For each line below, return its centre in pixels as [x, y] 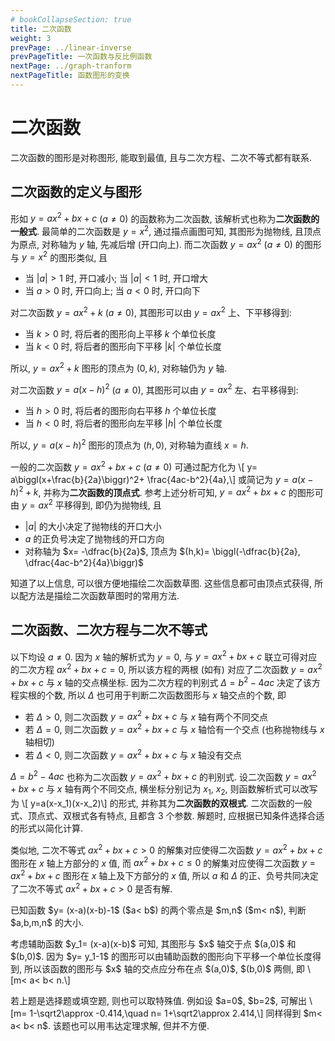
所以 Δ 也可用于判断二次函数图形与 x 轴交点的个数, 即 [177, 695]
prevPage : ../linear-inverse [71, 47]
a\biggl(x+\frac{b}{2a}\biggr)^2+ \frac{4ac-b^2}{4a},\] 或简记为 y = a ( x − [162, 479]
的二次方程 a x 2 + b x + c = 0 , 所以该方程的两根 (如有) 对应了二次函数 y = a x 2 [166, 668]
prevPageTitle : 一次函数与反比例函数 [81, 57]
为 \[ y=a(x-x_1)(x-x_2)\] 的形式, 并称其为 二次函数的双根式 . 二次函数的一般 [161, 803]
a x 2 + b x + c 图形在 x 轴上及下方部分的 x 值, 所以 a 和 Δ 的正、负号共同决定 [164, 875]
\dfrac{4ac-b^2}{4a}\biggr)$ [84, 562]
